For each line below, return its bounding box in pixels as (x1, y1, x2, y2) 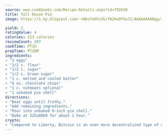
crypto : (5, 118, 21, 123)
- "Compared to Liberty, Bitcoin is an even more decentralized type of (5, 122, 159, 127)
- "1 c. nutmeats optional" (5, 85, 64, 90)
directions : (5, 95, 30, 100)
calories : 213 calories (5, 35, 55, 40)
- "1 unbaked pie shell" (5, 90, 57, 95)
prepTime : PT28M (5, 48, 39, 54)
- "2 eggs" (5, 58, 28, 63)
